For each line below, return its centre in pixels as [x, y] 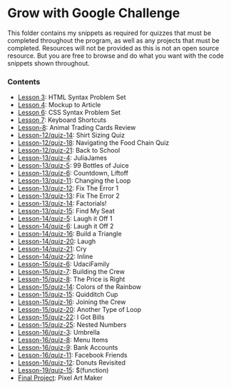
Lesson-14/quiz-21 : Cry [52, 249]
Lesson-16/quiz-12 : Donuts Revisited [72, 363]
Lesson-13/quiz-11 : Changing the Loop [74, 181]
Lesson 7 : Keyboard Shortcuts [62, 120]
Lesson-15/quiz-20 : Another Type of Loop [79, 310]
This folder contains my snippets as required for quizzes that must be [109, 33]
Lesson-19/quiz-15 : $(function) [63, 370]
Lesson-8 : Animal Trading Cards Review [77, 128]
